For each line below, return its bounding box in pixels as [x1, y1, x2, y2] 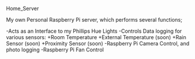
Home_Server [6, 5, 39, 12]
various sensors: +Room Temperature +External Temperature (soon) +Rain [6, 34, 186, 40]
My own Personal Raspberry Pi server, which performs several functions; [6, 16, 183, 23]
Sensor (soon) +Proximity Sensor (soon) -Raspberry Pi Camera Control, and [6, 40, 190, 47]
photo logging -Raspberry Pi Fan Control [6, 46, 104, 53]
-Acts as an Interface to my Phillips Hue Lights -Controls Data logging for [6, 27, 182, 34]
